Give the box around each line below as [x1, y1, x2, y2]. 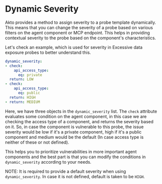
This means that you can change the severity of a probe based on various [5, 24, 153, 30]
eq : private [18, 72, 42, 77]
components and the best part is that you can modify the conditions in [5, 154, 146, 160]
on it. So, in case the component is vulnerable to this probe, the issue [5, 124, 144, 130]
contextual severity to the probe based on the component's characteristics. [5, 35, 156, 41]
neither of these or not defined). [5, 139, 70, 145]
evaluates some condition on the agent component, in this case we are [5, 113, 147, 119]
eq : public [18, 91, 40, 96]
